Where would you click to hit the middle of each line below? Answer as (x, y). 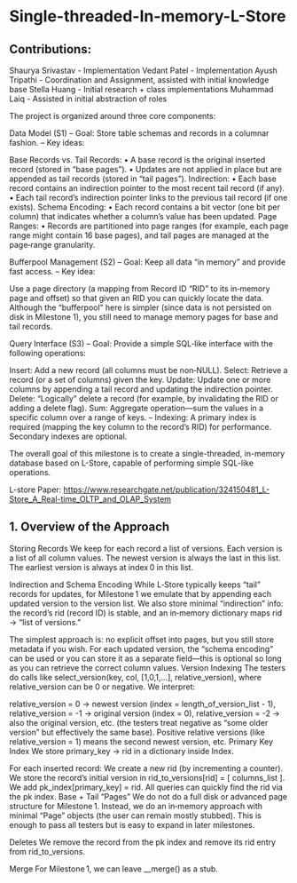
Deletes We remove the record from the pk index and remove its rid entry (143, 842)
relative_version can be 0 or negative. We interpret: (102, 687)
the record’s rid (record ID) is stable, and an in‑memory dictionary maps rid (146, 613)
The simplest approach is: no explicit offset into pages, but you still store (142, 639)
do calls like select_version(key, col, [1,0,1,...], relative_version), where (135, 677)
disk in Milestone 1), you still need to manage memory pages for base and (144, 317)
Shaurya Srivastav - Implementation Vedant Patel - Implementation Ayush (143, 70)
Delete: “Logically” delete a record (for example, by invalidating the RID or (144, 398)
